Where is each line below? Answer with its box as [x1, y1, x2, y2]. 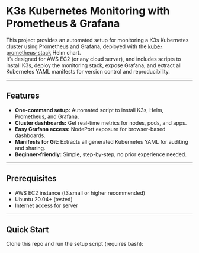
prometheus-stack [6, 49, 52, 56]
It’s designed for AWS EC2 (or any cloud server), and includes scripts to [6, 55, 181, 62]
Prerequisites [6, 173, 57, 184]
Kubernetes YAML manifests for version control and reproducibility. [6, 68, 171, 75]
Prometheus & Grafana [6, 17, 120, 30]
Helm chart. [52, 49, 81, 56]
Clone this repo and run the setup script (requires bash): [6, 241, 144, 248]
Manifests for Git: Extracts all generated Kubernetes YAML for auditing [14, 138, 188, 145]
